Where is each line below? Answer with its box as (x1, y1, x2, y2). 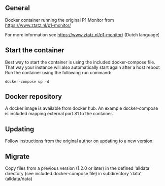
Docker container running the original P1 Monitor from (5, 17, 114, 23)
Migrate (5, 152, 30, 160)
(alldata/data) (5, 176, 33, 182)
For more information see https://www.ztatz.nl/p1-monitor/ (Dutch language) (5, 31, 160, 37)
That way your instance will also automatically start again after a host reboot (5, 64, 160, 70)
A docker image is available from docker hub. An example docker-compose (5, 105, 159, 111)
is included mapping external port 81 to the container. (5, 111, 113, 117)
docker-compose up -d (5, 79, 50, 84)
